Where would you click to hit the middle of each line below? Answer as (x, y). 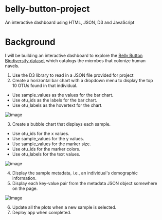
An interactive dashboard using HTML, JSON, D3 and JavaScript (70, 22)
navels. (12, 66)
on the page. (25, 188)
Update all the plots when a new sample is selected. (64, 207)
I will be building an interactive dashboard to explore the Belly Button (74, 55)
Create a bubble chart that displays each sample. (61, 124)
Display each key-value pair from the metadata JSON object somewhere (84, 183)
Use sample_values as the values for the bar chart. (63, 95)
